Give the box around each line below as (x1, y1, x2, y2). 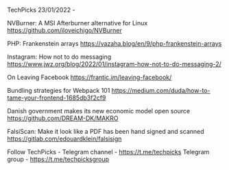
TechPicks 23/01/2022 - (7, 6, 75, 14)
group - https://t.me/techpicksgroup (7, 155, 110, 163)
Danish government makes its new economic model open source (7, 107, 191, 115)
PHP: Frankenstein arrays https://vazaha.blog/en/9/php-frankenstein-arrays (7, 40, 222, 47)
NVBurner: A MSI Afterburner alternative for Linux (7, 19, 148, 27)
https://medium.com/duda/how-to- (111, 87, 210, 94)
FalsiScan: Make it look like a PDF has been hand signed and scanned (7, 128, 204, 135)
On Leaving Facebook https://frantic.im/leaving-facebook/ (7, 73, 172, 81)
